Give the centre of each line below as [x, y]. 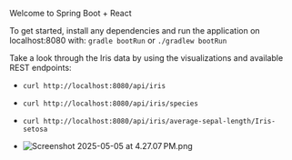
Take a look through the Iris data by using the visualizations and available [146, 58]
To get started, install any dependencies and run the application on [135, 30]
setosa [35, 129]
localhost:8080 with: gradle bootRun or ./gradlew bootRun [118, 40]
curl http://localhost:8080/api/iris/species [110, 104]
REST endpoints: [40, 68]
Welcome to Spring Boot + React [70, 13]
